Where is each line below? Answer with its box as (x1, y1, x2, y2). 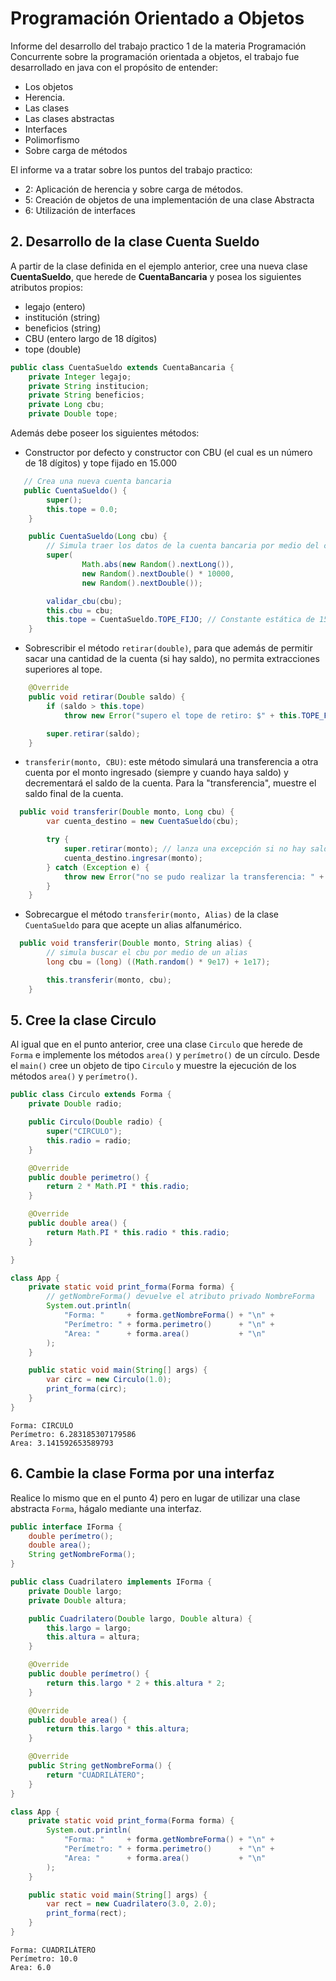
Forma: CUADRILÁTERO (10, 1945, 97, 1955)
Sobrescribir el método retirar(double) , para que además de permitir (24, 642, 313, 654)
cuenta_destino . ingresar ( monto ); (63, 853, 203, 863)
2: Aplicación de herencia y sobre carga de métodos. (24, 183, 244, 195)
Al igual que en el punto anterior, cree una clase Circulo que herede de (10, 1038, 303, 1051)
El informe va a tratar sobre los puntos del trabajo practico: (10, 163, 253, 176)
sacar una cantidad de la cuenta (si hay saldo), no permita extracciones (24, 653, 320, 665)
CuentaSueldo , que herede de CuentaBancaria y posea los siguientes (10, 270, 302, 282)
